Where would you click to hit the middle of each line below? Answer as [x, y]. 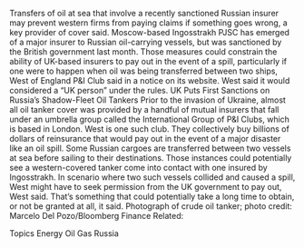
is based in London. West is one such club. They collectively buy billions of [150, 129]
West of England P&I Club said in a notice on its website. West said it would [150, 80]
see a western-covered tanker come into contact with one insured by [138, 168]
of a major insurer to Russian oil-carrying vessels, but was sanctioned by [146, 42]
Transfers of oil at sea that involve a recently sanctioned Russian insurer [144, 13]
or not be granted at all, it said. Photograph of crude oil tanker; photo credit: [151, 206]
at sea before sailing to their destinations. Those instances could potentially [151, 158]
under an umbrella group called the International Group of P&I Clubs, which [150, 119]
